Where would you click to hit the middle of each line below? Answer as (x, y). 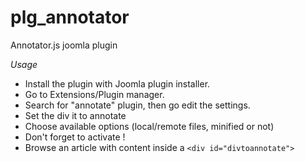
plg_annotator (70, 17)
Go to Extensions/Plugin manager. (94, 94)
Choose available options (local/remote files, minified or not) (149, 126)
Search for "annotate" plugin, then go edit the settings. (137, 105)
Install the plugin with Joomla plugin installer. (117, 83)
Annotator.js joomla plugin (64, 45)
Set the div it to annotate (75, 115)
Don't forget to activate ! (75, 137)
